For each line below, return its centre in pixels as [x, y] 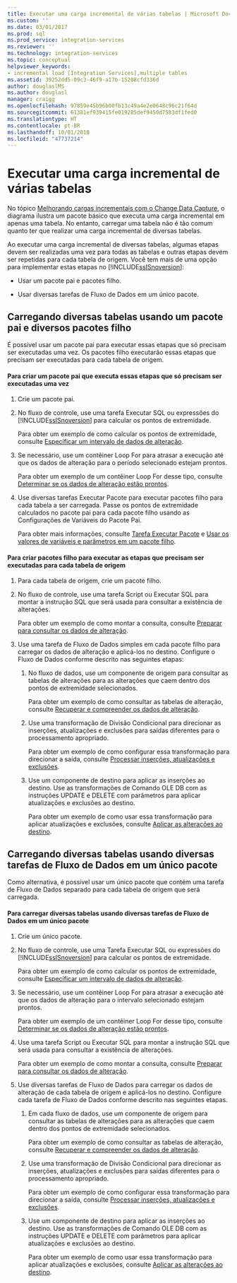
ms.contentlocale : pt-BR [44, 125]
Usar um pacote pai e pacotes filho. [69, 281]
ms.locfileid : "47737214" [45, 139]
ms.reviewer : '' [31, 47]
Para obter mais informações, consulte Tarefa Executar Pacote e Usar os [123, 534]
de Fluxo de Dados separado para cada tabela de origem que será [104, 890]
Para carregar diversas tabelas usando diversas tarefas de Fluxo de [108, 913]
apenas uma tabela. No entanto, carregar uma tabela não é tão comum [110, 223]
